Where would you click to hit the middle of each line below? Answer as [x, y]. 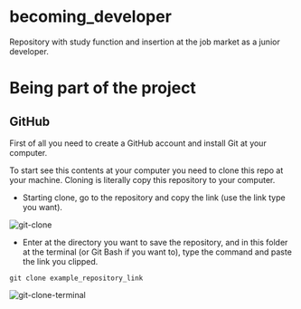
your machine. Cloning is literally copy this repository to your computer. [142, 179]
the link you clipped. [60, 261]
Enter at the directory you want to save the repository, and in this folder [155, 242]
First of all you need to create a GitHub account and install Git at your [138, 143]
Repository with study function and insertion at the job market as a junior [145, 42]
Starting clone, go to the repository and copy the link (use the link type [154, 198]
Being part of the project [103, 88]
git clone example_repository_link [76, 278]
